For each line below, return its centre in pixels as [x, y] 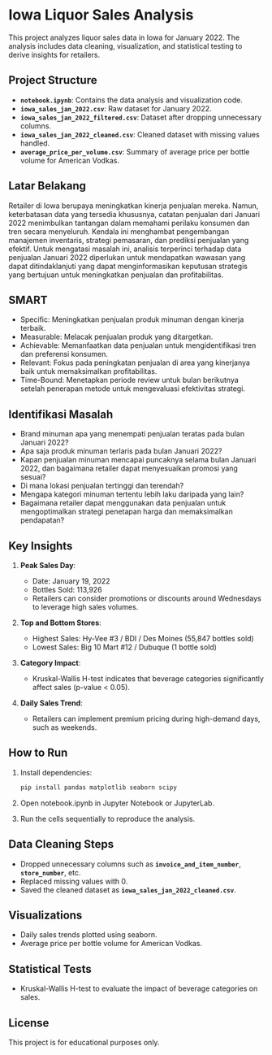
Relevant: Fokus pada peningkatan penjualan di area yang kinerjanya [135, 363]
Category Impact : [50, 663]
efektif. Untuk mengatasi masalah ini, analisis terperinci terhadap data [125, 249]
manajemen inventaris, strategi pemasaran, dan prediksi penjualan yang [129, 240]
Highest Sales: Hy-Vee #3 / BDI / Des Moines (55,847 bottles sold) [143, 638]
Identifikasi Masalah [61, 414]
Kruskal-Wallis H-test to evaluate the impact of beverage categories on [139, 988]
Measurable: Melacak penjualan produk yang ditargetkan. [117, 337]
